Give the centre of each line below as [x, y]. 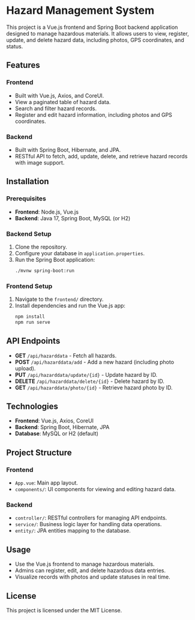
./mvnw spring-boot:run [45, 271]
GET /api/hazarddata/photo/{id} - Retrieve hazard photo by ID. [94, 387]
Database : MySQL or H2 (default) [57, 433]
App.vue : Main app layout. [46, 483]
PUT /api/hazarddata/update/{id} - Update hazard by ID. [86, 374]
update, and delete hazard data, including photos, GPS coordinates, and [95, 40]
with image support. [40, 163]
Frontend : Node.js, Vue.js [47, 212]
